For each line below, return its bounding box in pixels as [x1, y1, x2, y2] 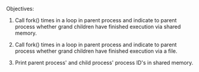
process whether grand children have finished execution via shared [14, 23, 181, 30]
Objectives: [6, 5, 34, 12]
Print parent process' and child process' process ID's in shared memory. [14, 59, 194, 66]
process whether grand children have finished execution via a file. [14, 47, 177, 55]
